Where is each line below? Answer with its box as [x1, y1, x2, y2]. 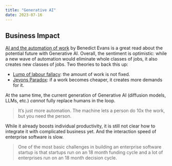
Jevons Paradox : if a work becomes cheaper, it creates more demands [12, 77, 163, 83]
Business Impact [5, 31, 60, 40]
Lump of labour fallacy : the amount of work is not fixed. [12, 71, 130, 78]
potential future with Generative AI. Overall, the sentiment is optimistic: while [5, 50, 167, 57]
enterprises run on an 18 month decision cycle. [17, 155, 117, 161]
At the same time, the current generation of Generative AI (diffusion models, [5, 92, 166, 98]
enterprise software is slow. [5, 134, 64, 140]
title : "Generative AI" [5, 7, 56, 13]
